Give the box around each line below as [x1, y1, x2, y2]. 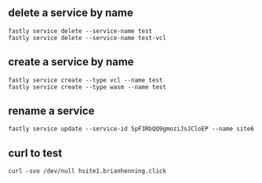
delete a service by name [8, 6, 133, 20]
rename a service [8, 104, 95, 118]
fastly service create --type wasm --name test [8, 82, 167, 91]
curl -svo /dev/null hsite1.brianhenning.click [8, 167, 167, 175]
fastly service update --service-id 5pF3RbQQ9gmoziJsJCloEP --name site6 [8, 125, 255, 133]
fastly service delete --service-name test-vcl [8, 34, 167, 42]
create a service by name [8, 55, 135, 69]
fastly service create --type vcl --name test [8, 76, 163, 84]
